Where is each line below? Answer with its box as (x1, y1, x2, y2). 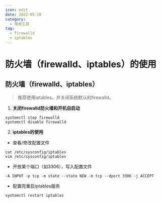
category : (5, 17, 26, 22)
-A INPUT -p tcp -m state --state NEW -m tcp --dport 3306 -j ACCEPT (5, 173, 154, 178)
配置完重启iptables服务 (12, 183, 60, 189)
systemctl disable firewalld (5, 119, 66, 125)
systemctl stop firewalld (5, 115, 59, 120)
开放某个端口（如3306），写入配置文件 (12, 163, 92, 169)
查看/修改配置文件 (12, 139, 50, 146)
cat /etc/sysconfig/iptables (5, 149, 66, 155)
